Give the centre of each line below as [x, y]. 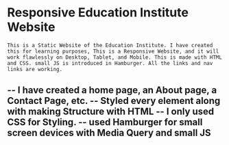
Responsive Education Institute [98, 13]
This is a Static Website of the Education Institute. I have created [110, 45]
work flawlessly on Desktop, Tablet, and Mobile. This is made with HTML [115, 57]
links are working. [35, 69]
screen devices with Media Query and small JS [109, 133]
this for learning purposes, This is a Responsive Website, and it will [113, 51]
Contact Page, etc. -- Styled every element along [114, 101]
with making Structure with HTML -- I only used [111, 112]
